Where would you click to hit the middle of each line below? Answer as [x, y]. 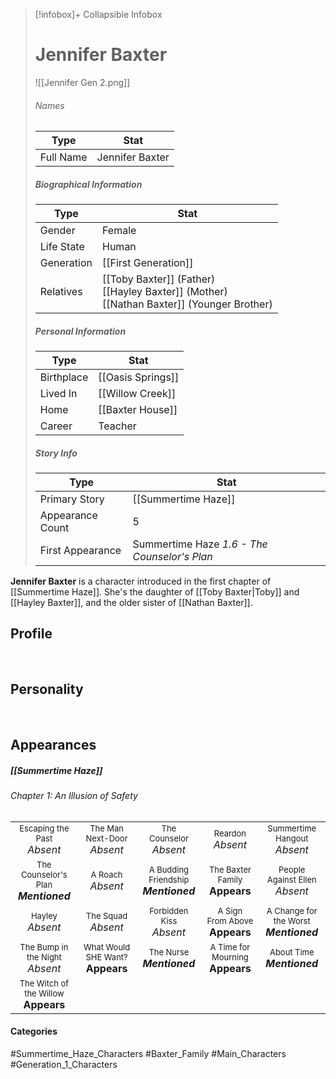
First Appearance [80, 551]
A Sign [230, 910]
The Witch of [44, 983]
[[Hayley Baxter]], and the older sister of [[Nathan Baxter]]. [131, 603]
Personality [47, 689]
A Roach [106, 874]
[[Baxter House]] [138, 410]
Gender [57, 231]
